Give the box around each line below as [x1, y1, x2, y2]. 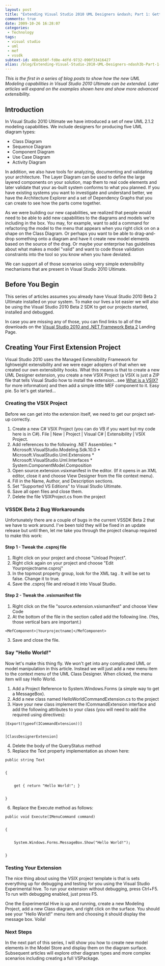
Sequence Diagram [12, 143, 52, 149]
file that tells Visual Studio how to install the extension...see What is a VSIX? [5, 377, 158, 383]
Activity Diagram [12, 159, 46, 165]
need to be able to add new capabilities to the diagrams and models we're [5, 215, 155, 221]
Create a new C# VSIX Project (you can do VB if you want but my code [12, 426, 156, 431]
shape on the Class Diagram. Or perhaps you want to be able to [5, 230, 134, 236]
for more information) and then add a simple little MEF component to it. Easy [5, 382, 160, 388]
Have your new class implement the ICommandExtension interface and [12, 701, 156, 707]
